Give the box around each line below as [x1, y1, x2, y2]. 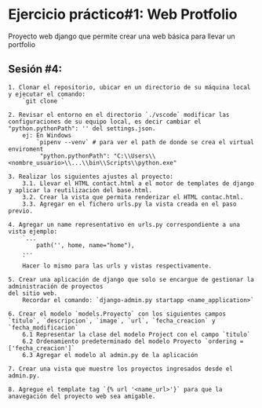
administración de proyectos [8, 282, 104, 290]
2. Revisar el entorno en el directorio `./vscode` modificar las [8, 111, 230, 118]
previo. [8, 206, 34, 215]
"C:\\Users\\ [113, 151, 156, 160]
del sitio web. [8, 289, 58, 297]
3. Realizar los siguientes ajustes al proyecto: [8, 173, 174, 180]
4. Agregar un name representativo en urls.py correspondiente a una [8, 220, 241, 228]
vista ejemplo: [8, 228, 58, 235]
